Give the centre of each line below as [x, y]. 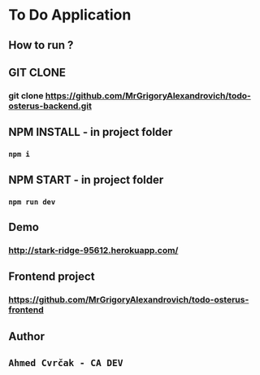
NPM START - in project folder [86, 179]
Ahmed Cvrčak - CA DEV [66, 362]
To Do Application [70, 15]
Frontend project [52, 277]
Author [26, 336]
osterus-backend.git [50, 106]
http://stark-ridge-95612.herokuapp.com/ [93, 250]
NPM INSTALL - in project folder [91, 132]
